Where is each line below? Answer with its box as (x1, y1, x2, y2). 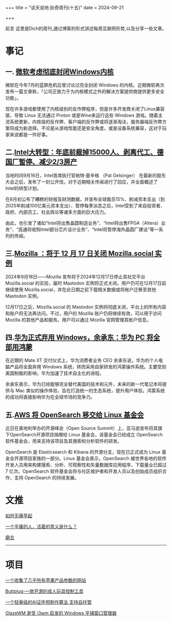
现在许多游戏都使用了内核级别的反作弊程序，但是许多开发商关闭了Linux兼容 (5, 106, 165, 112)
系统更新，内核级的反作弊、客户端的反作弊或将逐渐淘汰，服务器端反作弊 (9, 119, 162, 125)
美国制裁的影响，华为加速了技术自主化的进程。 (5, 370, 104, 377)
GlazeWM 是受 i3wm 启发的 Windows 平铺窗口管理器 (5, 610, 117, 616)
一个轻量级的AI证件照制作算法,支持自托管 (5, 599, 92, 606)
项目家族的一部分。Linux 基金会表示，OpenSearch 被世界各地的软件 (23, 455, 167, 462)
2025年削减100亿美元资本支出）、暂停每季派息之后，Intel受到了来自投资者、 (5, 202, 165, 208)
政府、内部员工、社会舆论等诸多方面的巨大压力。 (5, 209, 109, 215)
